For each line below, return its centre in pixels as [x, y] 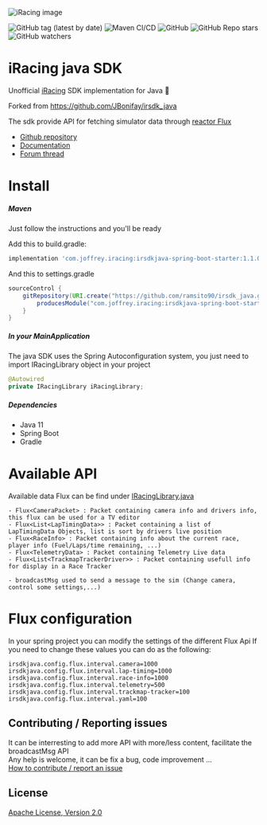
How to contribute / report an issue [66, 768]
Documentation [45, 145]
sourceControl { [35, 288]
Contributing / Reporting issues [88, 723]
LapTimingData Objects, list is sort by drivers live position [115, 531]
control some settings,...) [55, 587]
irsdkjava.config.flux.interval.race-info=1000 [89, 678]
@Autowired [26, 379]
